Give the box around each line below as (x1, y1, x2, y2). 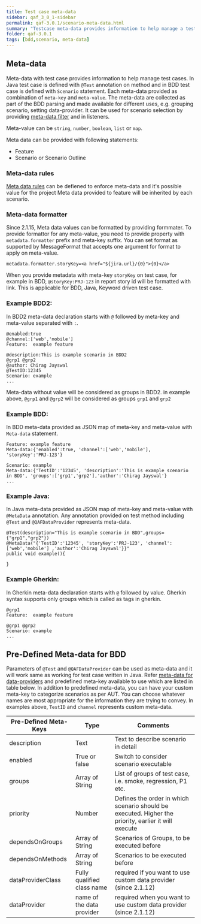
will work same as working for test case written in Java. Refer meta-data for (6, 672, 193, 679)
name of (75, 893, 99, 902)
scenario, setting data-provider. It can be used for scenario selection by (6, 106, 183, 114)
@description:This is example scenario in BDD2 (6, 352, 127, 358)
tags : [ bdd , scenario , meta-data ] (6, 37, 90, 43)
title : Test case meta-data (6, 8, 77, 15)
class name (75, 883, 108, 892)
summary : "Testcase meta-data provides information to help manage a (6, 25, 184, 32)
